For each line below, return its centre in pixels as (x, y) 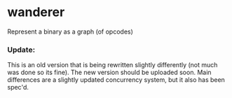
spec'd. (18, 87)
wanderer (36, 12)
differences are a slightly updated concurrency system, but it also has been (116, 80)
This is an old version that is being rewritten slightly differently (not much (112, 65)
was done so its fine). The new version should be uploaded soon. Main (109, 72)
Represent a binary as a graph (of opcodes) (70, 31)
